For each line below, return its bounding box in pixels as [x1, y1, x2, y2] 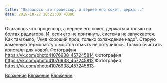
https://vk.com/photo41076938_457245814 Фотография [5, 52, 121, 58]
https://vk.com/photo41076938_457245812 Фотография [5, 57, 121, 63]
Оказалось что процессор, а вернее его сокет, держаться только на [5, 25, 151, 31]
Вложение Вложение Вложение [5, 72, 73, 78]
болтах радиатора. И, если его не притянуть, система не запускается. [5, 31, 156, 37]
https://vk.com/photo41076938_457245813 [5, 63, 94, 69]
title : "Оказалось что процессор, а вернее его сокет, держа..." [5, 7, 144, 12]
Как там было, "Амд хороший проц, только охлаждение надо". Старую [5, 36, 156, 42]
